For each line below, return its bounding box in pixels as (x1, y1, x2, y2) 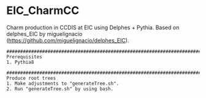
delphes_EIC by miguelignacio (6, 30, 83, 37)
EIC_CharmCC (6, 4, 80, 18)
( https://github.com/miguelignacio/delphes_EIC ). (6, 37, 129, 44)
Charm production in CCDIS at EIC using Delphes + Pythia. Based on (6, 24, 180, 31)
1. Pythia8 (6, 59, 34, 65)
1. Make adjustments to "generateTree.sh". (6, 80, 120, 86)
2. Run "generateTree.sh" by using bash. (6, 86, 114, 92)
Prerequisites (6, 54, 43, 60)
